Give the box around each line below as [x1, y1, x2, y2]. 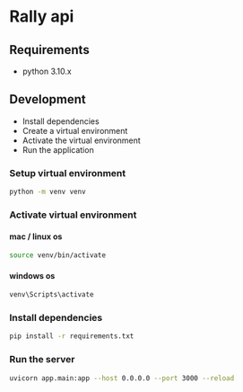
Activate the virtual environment [22, 135, 141, 146]
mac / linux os [9, 231, 63, 242]
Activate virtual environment [9, 209, 137, 221]
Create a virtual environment [22, 125, 128, 136]
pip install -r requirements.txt [9, 332, 135, 341]
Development [9, 92, 87, 107]
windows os [9, 270, 56, 281]
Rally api [9, 6, 74, 27]
